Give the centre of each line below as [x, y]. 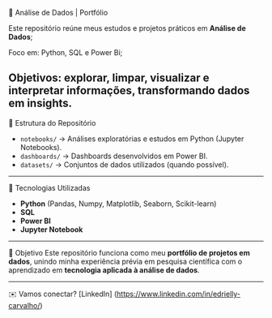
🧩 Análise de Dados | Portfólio [58, 13]
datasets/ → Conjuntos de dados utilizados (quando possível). [124, 164]
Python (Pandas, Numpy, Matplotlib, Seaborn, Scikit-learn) [118, 204]
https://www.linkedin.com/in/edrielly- [178, 294]
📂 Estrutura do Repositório [52, 122]
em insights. [40, 103]
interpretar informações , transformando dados [129, 90]
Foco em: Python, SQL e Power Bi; [66, 52]
